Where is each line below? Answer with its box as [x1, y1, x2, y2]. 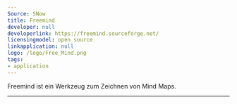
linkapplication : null [7, 43, 74, 50]
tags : [7, 56, 23, 63]
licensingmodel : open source [7, 37, 93, 44]
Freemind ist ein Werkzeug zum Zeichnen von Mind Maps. [7, 82, 176, 90]
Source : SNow [7, 10, 46, 18]
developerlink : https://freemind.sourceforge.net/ [7, 30, 159, 37]
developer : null [7, 23, 55, 30]
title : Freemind [7, 17, 55, 24]
